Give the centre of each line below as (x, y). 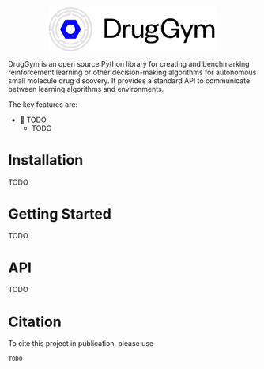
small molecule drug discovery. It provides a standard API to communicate (129, 80)
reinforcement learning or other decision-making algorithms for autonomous (132, 72)
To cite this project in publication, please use (81, 344)
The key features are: (43, 104)
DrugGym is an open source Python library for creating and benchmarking (129, 63)
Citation (35, 322)
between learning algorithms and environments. (86, 89)
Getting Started (60, 214)
